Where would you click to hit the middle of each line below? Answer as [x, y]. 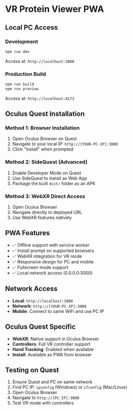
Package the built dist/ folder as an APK [54, 183]
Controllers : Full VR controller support [51, 344]
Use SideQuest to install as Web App [50, 178]
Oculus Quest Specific [40, 327]
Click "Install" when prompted [43, 149]
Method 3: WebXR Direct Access [45, 196]
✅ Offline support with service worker [51, 245]
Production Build [25, 74]
